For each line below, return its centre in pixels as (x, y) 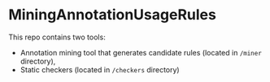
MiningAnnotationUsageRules (113, 15)
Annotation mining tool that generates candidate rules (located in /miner (141, 52)
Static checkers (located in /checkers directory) (100, 69)
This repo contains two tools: (57, 37)
